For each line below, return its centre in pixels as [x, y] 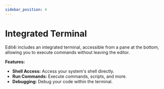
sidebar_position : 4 [26, 9]
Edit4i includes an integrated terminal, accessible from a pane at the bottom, [82, 47]
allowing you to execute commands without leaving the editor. [68, 52]
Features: [15, 62]
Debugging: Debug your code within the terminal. [62, 81]
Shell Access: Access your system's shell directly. [63, 71]
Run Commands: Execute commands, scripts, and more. [70, 76]
